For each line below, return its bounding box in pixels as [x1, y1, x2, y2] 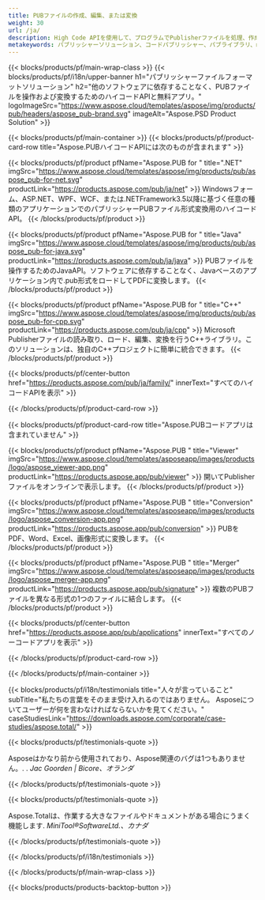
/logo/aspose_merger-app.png [8, 575, 108, 584]
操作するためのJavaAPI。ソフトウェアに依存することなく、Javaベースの [8, 266, 243, 275]
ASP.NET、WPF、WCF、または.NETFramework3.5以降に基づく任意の [21, 195, 248, 204]
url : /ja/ [8, 26, 41, 34]
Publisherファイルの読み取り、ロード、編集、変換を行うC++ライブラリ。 [8, 335, 246, 344]
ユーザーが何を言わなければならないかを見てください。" [21, 705, 205, 714]
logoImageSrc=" [8, 100, 62, 111]
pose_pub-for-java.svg [8, 247, 83, 256]
